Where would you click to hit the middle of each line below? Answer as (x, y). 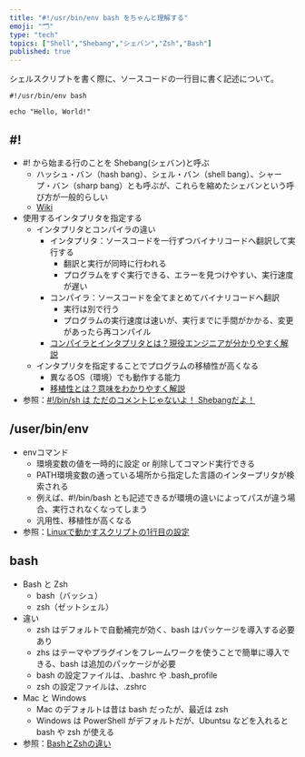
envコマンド (45, 452)
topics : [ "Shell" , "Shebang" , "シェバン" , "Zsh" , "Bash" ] (111, 43)
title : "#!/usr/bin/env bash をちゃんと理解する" (99, 18)
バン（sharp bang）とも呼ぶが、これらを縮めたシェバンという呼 (173, 185)
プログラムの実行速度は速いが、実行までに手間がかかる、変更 (178, 320)
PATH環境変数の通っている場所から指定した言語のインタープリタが (161, 475)
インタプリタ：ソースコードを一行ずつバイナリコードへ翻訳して (168, 240)
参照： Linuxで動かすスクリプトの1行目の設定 (106, 531)
